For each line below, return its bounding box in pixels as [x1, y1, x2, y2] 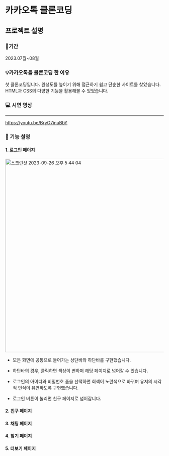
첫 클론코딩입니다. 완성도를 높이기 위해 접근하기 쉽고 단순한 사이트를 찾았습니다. [5, 81, 161, 87]
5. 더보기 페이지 [5, 445, 36, 451]
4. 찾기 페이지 [5, 433, 32, 439]
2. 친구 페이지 [5, 408, 32, 414]
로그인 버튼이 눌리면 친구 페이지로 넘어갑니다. [12, 395, 102, 401]
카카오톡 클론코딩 [5, 5, 72, 16]
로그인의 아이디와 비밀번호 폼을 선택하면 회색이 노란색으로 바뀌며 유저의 [12, 378, 152, 384]
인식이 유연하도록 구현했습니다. [18, 385, 79, 391]
